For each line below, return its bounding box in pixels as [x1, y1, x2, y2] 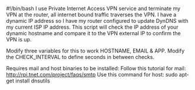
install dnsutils [15, 77, 50, 84]
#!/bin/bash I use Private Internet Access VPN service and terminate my [6, 5, 181, 12]
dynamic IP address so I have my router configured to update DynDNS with [6, 18, 189, 24]
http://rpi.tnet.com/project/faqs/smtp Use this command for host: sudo [6, 71, 178, 78]
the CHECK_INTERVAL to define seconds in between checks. [6, 54, 155, 60]
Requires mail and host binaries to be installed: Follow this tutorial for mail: [6, 65, 186, 72]
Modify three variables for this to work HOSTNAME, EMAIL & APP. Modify [6, 47, 185, 54]
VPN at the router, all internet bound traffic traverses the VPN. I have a [6, 11, 177, 18]
